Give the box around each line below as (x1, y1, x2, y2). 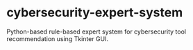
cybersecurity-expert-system (6, 5, 183, 21)
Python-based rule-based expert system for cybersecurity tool (6, 27, 187, 36)
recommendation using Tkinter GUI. (6, 34, 109, 42)
